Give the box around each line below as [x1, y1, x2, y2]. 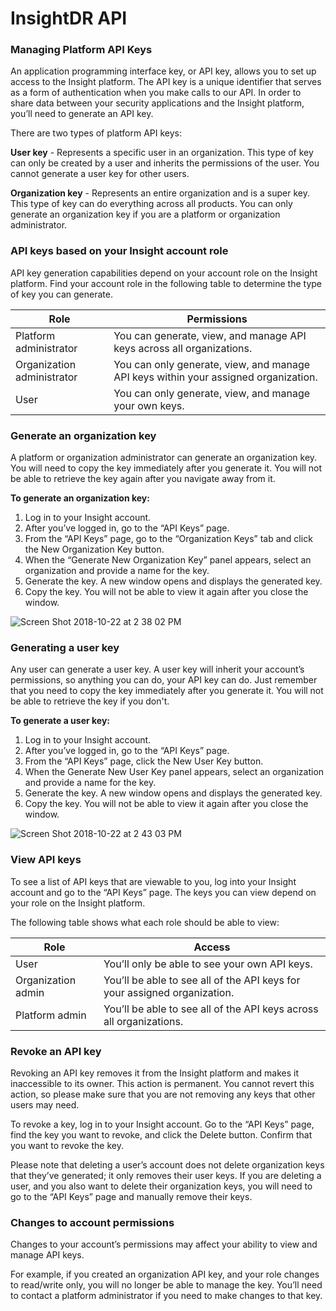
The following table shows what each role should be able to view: [10, 916, 280, 928]
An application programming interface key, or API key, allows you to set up [10, 65, 317, 77]
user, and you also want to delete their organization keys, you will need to [10, 1180, 313, 1192]
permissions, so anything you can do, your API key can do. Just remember [10, 674, 318, 686]
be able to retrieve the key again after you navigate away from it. [10, 473, 276, 485]
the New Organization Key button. [24, 543, 165, 556]
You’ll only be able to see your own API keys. [103, 957, 313, 971]
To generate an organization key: [10, 492, 150, 504]
